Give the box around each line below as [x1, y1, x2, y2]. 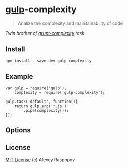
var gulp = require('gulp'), [5, 85, 67, 91]
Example [5, 72, 33, 81]
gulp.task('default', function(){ [5, 99, 78, 104]
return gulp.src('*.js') [14, 103, 67, 109]
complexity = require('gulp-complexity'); [14, 90, 105, 95]
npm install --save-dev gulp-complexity [5, 58, 92, 63]
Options [5, 126, 31, 135]
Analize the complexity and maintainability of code [17, 20, 123, 26]
